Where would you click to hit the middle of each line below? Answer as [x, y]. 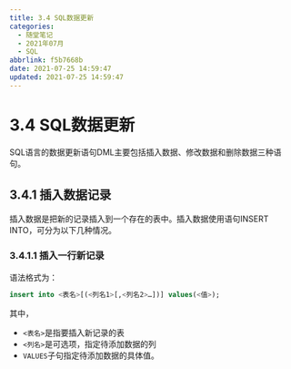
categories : [32, 26]
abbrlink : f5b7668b [46, 60]
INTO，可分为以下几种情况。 [63, 230]
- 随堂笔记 [35, 35]
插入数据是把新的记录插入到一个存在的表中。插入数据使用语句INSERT [139, 219]
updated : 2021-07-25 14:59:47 [67, 77]
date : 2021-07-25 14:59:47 [60, 69]
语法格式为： [33, 277]
